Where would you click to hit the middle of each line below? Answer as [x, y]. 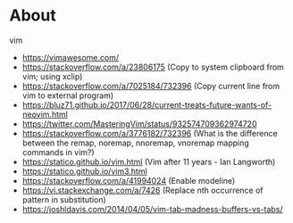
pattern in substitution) [64, 199]
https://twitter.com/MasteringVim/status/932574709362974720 [139, 124]
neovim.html [45, 114]
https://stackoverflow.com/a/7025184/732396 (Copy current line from [151, 86]
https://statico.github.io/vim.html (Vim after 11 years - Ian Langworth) [149, 161]
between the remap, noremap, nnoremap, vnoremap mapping [136, 143]
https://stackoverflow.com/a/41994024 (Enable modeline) [129, 180]
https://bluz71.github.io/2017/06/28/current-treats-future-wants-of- [147, 104]
